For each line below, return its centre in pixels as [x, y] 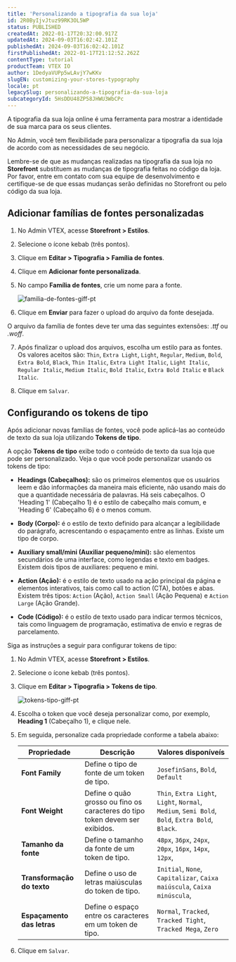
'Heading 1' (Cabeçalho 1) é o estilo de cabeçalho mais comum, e [112, 502]
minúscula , [174, 895]
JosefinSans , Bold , [187, 769]
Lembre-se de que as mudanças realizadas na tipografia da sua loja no [110, 161]
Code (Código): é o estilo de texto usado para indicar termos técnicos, [120, 617]
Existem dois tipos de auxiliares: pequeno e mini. [88, 567]
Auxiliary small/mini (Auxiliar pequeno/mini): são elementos [106, 552]
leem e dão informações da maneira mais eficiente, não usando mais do [122, 487]
